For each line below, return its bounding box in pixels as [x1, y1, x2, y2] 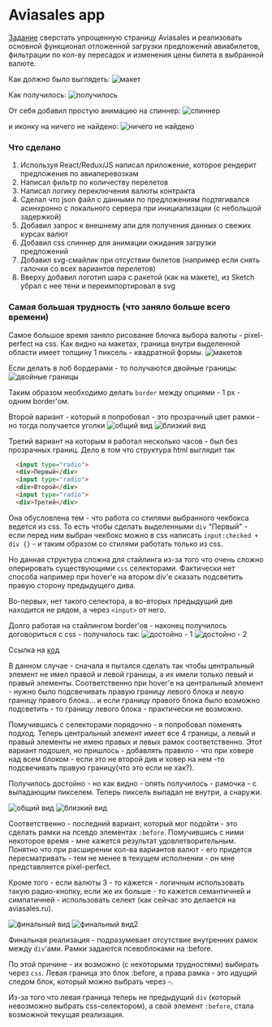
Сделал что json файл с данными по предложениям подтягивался [19, 195, 250, 205]
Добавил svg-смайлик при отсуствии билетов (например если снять [19, 255, 261, 265]
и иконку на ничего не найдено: [8, 121, 119, 131]
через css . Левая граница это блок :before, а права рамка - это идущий [8, 968, 257, 977]
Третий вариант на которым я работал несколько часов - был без [8, 436, 238, 446]
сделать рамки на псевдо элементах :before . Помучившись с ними [8, 827, 244, 837]
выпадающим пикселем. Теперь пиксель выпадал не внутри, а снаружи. [8, 786, 262, 797]
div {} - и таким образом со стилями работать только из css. [8, 539, 223, 548]
